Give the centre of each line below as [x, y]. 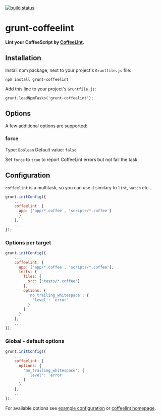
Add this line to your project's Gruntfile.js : [51, 89]
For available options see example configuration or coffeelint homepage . [81, 408]
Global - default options [35, 341]
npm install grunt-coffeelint [37, 79]
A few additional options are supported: [46, 126]
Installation [23, 58]
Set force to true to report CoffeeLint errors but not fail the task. [72, 160]
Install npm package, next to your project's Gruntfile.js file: [68, 70]
